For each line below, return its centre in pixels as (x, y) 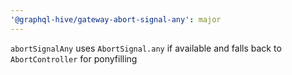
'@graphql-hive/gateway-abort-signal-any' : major (116, 19)
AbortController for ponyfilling (74, 58)
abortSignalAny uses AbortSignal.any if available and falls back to (146, 48)
